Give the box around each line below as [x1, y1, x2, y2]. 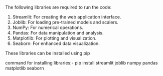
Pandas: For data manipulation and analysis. [12, 30, 104, 35]
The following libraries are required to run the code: [5, 4, 112, 10]
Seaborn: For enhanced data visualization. [12, 40, 100, 46]
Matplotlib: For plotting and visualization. [12, 35, 97, 41]
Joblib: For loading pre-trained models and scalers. [12, 19, 119, 25]
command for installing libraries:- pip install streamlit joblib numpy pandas [5, 60, 158, 65]
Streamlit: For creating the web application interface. [12, 14, 121, 19]
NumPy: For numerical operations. [12, 24, 84, 30]
